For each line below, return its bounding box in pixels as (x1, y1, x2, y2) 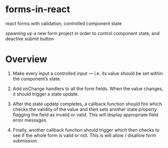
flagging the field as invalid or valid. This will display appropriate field (12, 111, 158, 117)
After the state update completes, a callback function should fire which (12, 101, 162, 107)
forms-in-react (5, 4, 70, 15)
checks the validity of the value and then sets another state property (12, 106, 157, 112)
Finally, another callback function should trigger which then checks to (12, 127, 160, 133)
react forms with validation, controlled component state (5, 20, 122, 26)
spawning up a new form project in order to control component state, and (5, 30, 160, 36)
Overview (5, 53, 47, 65)
